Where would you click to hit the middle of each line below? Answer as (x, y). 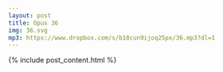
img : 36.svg (28, 30)
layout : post (30, 15)
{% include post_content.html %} (63, 60)
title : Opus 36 (33, 23)
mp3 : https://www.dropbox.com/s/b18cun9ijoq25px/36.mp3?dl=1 (112, 38)
